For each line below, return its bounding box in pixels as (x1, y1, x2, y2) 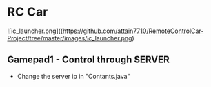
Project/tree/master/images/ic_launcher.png (7, 34, 132, 42)
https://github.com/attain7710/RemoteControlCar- (62, 27, 204, 35)
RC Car (7, 4, 48, 20)
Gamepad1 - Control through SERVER (7, 54, 170, 66)
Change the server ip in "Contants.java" (17, 72, 130, 80)
